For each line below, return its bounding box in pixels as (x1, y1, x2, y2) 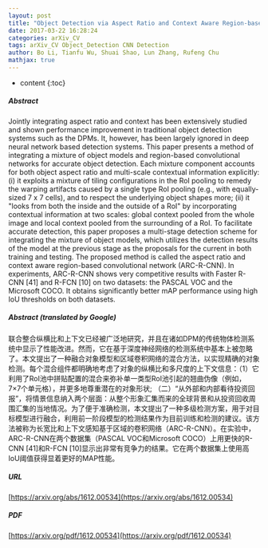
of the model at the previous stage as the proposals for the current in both (8, 243, 252, 253)
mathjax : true (8, 57, 56, 65)
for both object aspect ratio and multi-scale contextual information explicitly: (8, 167, 260, 176)
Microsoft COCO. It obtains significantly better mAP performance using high (8, 286, 258, 295)
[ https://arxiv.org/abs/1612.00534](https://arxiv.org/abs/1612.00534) (8, 492, 234, 502)
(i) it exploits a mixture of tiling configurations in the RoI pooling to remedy (8, 175, 252, 185)
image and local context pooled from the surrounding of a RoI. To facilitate (8, 218, 253, 227)
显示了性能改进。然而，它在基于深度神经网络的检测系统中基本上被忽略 (22, 344, 253, 353)
